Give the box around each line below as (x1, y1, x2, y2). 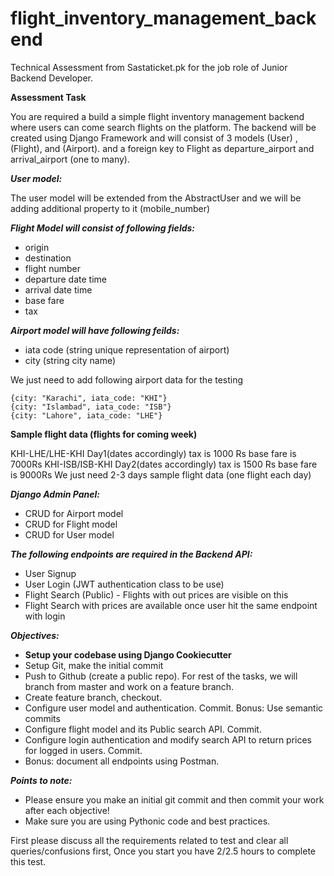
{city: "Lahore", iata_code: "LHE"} (10, 410, 163, 421)
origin (24, 241, 50, 253)
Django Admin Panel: (10, 488, 100, 500)
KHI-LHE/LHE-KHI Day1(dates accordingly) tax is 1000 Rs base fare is (10, 447, 297, 459)
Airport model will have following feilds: (10, 324, 180, 336)
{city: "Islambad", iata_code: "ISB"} (10, 402, 172, 412)
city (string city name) (24, 354, 117, 366)
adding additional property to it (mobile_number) (10, 202, 211, 214)
